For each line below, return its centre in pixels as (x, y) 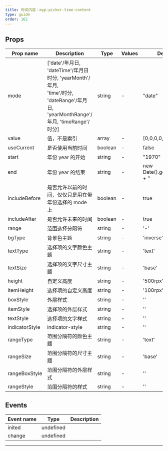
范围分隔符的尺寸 (67, 353)
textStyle (18, 318)
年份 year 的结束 (66, 172)
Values (130, 54)
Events (16, 405)
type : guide (17, 15)
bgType (17, 238)
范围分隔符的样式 (67, 387)
